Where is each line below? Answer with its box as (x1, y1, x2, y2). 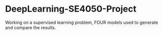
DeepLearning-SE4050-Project (5, 3, 137, 15)
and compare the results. (5, 24, 56, 30)
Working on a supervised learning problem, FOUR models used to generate (5, 19, 158, 25)
